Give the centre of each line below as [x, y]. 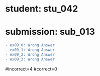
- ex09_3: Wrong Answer [30, 59]
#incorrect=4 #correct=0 [31, 69]
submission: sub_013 [50, 32]
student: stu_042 [42, 9]
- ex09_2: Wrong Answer [30, 54]
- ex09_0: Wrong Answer [30, 45]
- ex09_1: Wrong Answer [30, 50]
